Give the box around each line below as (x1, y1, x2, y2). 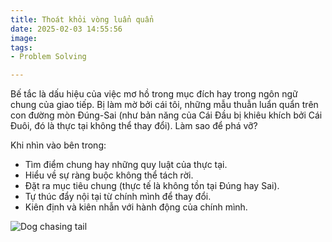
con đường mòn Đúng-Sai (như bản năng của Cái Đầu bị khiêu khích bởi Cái (10, 109, 323, 121)
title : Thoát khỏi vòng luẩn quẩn (10, 14, 155, 25)
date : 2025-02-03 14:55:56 (10, 24, 123, 34)
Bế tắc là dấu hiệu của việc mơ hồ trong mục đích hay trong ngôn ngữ (10, 88, 298, 100)
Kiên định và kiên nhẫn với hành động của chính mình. (24, 201, 248, 213)
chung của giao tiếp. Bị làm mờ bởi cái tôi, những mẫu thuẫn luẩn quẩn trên (10, 99, 319, 111)
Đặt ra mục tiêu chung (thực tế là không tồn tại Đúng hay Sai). (24, 180, 280, 192)
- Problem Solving (10, 52, 87, 62)
